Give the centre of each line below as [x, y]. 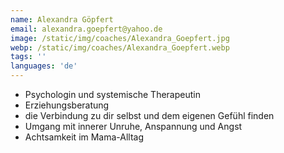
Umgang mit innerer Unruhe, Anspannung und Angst [133, 126]
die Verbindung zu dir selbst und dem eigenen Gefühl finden [149, 115]
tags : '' [28, 57]
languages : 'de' [44, 66]
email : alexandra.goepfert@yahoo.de [86, 29]
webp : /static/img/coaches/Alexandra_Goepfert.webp [120, 47]
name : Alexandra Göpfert [62, 19]
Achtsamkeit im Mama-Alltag [84, 137]
